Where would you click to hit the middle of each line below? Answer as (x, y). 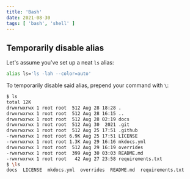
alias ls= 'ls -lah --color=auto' (49, 74)
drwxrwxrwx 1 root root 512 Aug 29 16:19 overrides (75, 147)
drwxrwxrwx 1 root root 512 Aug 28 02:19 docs (68, 119)
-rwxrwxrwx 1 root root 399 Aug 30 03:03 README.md (75, 153)
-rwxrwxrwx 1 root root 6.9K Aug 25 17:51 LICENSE (72, 136)
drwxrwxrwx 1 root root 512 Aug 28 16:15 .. (65, 113)
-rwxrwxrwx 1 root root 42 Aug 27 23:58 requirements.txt (85, 159)
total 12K (19, 102)
